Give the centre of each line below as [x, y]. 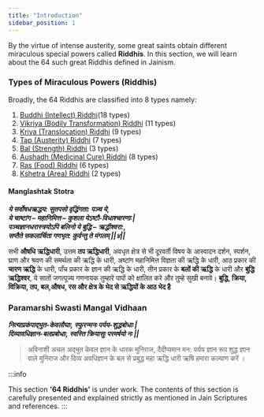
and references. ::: [38, 406]
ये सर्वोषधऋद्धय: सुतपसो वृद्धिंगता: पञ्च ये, [59, 209]
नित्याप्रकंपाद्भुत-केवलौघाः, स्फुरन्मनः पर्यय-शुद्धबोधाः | [73, 325]
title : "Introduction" [45, 15]
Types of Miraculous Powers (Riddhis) [83, 82]
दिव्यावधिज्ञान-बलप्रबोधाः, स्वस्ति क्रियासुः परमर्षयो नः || [74, 334]
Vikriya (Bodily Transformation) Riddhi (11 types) [97, 123]
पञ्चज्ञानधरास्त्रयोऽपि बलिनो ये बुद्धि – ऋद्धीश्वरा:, [67, 227]
